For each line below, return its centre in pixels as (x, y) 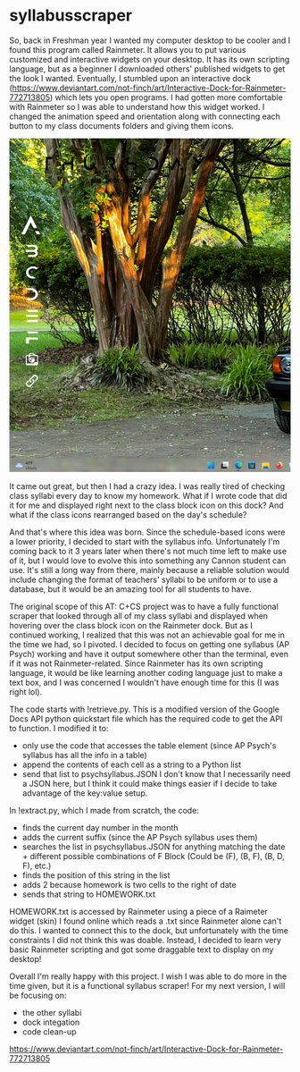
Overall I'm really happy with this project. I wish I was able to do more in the (148, 976)
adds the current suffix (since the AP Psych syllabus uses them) (140, 838)
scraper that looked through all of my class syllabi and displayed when (139, 616)
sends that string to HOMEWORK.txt (89, 894)
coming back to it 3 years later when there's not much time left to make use (148, 552)
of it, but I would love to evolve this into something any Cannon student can (148, 561)
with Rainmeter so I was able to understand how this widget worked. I (137, 106)
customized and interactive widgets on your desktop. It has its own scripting (150, 59)
